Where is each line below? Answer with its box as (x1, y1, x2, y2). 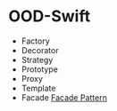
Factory (21, 36, 50, 46)
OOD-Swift (8, 6, 91, 27)
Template (21, 83, 56, 93)
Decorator (21, 44, 59, 55)
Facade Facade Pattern (21, 91, 108, 103)
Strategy (21, 54, 54, 65)
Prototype (21, 64, 59, 75)
